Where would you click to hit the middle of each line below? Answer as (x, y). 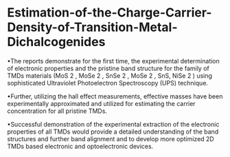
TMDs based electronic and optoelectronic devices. (80, 146)
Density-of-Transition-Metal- (92, 27)
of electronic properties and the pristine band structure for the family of (108, 68)
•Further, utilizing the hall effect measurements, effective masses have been (115, 96)
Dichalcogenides (56, 42)
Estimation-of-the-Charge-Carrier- (110, 13)
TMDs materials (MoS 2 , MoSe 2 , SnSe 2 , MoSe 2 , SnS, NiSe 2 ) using (110, 75)
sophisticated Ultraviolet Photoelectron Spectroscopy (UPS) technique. (107, 83)
